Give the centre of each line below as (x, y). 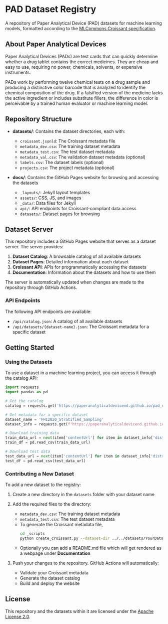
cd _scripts (32, 534)
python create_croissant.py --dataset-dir (65, 538)
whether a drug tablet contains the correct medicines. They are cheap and (82, 62)
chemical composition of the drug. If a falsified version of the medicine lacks (84, 93)
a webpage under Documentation (55, 553)
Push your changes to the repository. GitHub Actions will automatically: (85, 563)
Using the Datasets (29, 362)
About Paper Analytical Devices (56, 44)
